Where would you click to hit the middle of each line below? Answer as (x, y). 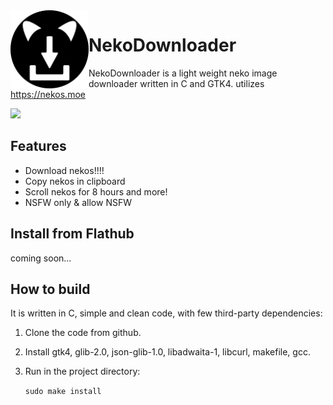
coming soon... (41, 258)
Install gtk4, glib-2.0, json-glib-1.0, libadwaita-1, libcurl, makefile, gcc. (167, 352)
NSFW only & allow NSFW (78, 202)
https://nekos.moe (48, 94)
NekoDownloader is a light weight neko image (183, 73)
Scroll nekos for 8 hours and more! (96, 191)
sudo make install (63, 392)
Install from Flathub (72, 234)
